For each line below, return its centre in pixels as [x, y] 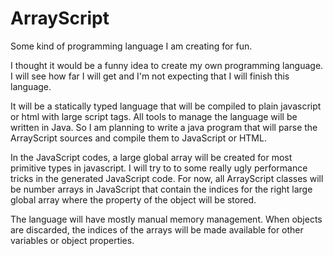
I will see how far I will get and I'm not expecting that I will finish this [150, 76]
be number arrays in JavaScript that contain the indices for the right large [161, 189]
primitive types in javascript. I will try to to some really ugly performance [159, 168]
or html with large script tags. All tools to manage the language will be [154, 116]
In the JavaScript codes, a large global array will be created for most [151, 157]
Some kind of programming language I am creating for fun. [131, 46]
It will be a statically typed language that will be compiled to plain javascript [166, 106]
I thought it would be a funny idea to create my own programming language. [167, 65]
